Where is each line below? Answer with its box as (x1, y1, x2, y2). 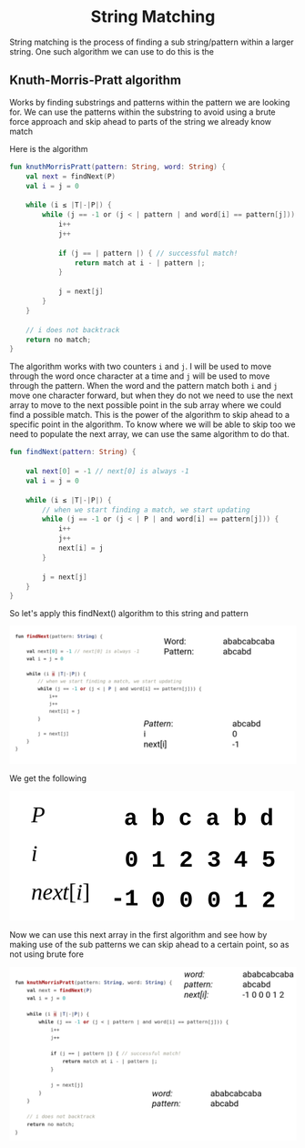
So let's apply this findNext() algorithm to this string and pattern (9, 608, 249, 619)
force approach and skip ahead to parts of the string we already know (9, 116, 271, 127)
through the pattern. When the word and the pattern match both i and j (9, 381, 278, 391)
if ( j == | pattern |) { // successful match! (57, 249, 239, 258)
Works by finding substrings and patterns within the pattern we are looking (9, 97, 290, 107)
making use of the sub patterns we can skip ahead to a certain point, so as (9, 940, 290, 950)
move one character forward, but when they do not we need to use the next (9, 390, 294, 401)
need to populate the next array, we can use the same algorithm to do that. (9, 429, 290, 440)
